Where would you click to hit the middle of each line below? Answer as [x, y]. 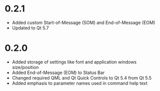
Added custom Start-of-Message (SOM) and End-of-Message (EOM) [84, 22]
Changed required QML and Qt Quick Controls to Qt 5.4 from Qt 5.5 [82, 77]
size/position [25, 67]
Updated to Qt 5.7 [30, 27]
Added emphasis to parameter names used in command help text [80, 83]
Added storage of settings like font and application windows [74, 62]
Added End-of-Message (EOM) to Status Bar [58, 72]
